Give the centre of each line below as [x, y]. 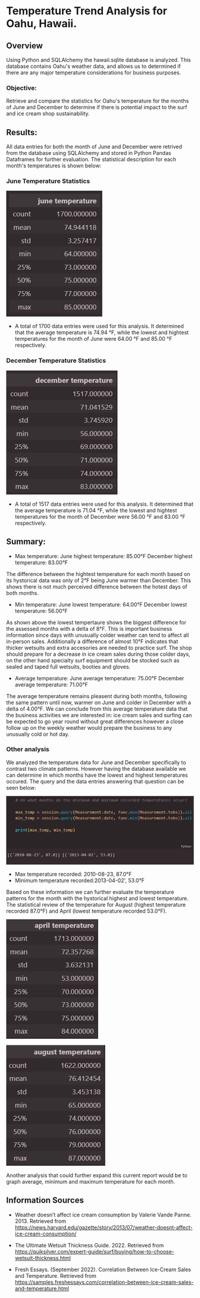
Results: [22, 132]
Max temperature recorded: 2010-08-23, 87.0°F [73, 874]
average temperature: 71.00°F [51, 684]
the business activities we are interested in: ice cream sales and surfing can [99, 715]
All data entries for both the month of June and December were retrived [94, 147]
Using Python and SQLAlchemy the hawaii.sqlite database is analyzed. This [99, 60]
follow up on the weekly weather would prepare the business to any [89, 727]
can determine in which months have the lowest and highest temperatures [97, 775]
